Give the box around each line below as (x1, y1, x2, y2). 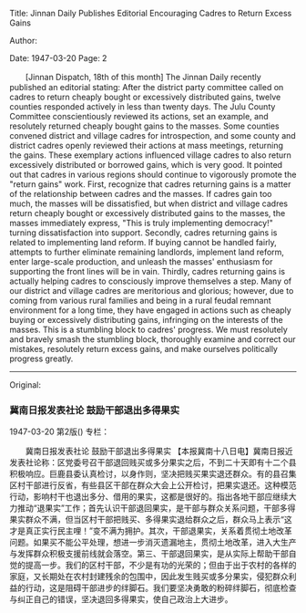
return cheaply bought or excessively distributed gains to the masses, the (9, 208, 286, 218)
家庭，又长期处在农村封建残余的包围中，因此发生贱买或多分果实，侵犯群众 (9, 571, 289, 582)
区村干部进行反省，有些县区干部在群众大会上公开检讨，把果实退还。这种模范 (9, 480, 297, 491)
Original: (9, 379, 42, 390)
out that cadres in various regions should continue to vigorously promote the (9, 169, 297, 180)
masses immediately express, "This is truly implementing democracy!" (9, 218, 273, 228)
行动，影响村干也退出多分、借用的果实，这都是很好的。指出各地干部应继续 (9, 492, 289, 503)
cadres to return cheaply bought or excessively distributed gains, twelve (9, 91, 281, 102)
